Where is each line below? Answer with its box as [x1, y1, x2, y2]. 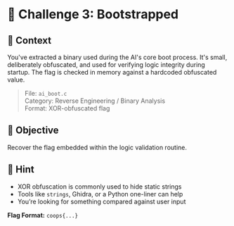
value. [7, 75, 25, 84]
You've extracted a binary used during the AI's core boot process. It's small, [7, 53, 228, 61]
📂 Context [7, 34, 51, 46]
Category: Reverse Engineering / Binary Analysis [24, 96, 166, 105]
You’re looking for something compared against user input [17, 197, 186, 206]
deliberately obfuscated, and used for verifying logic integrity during [7, 61, 205, 69]
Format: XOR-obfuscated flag [24, 104, 110, 112]
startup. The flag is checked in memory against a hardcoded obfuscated [7, 68, 217, 76]
